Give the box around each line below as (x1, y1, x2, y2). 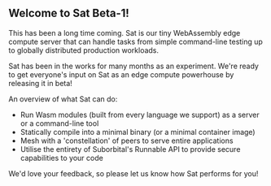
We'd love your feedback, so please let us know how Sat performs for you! (8, 168, 259, 178)
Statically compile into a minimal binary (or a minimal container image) (20, 127, 256, 136)
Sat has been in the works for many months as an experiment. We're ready (8, 61, 259, 71)
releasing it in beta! (8, 78, 73, 88)
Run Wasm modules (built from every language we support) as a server (20, 110, 260, 119)
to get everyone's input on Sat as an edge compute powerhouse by (8, 69, 234, 80)
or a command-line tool (20, 118, 99, 128)
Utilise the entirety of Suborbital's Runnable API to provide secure (20, 144, 241, 154)
